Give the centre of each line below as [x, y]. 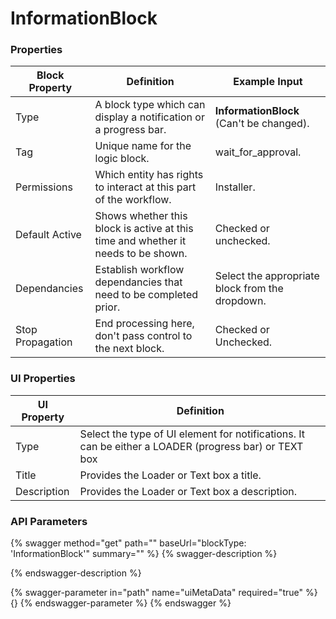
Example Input [268, 82]
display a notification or [149, 117]
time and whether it [140, 241]
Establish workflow [139, 270]
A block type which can [150, 105]
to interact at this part [145, 187]
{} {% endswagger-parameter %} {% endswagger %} [121, 603]
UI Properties [43, 379]
